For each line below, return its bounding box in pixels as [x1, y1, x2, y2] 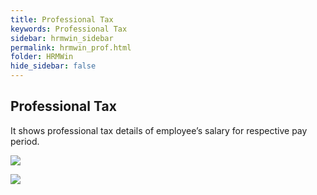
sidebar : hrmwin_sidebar [10, 33, 114, 43]
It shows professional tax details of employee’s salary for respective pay [10, 124, 308, 136]
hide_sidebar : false [10, 61, 97, 71]
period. [10, 135, 40, 147]
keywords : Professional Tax [10, 24, 128, 34]
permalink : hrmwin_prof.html [10, 42, 132, 53]
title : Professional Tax [10, 14, 114, 25]
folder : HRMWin [10, 52, 74, 62]
